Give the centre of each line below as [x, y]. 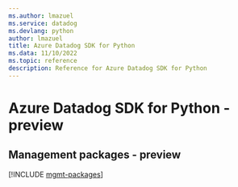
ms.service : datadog [43, 23]
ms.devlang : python [41, 31]
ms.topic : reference [43, 61]
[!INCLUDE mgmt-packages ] [56, 174]
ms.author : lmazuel [41, 16]
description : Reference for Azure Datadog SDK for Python [108, 69]
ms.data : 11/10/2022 [43, 53]
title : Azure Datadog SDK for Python [72, 46]
